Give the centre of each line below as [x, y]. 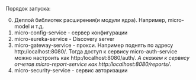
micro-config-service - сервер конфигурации [71, 33]
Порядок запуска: [28, 9]
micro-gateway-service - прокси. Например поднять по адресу [94, 45]
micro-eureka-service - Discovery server [64, 39]
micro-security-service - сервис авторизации [71, 70]
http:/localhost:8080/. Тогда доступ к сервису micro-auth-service [96, 52]
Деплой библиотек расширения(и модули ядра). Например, [90, 20]
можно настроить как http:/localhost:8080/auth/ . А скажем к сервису [102, 58]
